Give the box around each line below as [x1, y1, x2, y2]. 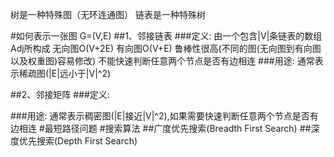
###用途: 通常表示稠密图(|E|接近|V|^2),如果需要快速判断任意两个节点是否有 [10, 110, 319, 122]
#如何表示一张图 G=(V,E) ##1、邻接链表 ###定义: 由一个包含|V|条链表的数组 [10, 30, 323, 42]
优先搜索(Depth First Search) [18, 135, 138, 147]
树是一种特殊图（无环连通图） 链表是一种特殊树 [10, 9, 206, 20]
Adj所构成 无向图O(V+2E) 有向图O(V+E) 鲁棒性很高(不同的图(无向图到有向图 [10, 43, 322, 54]
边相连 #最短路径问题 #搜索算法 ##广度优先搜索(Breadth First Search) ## [10, 123, 312, 134]
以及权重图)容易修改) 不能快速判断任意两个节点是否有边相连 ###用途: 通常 [10, 55, 315, 67]
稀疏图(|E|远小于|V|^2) [18, 68, 112, 79]
